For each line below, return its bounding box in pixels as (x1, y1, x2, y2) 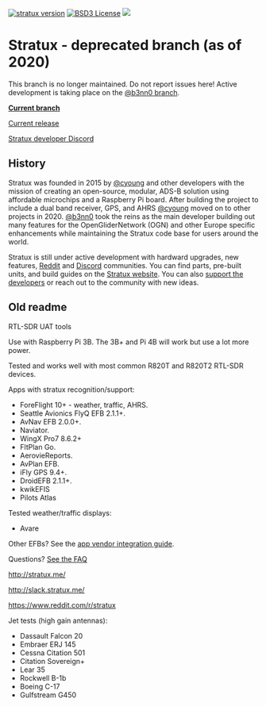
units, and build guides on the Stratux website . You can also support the (8, 269, 244, 278)
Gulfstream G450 (19, 690, 77, 700)
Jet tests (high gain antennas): (8, 616, 108, 625)
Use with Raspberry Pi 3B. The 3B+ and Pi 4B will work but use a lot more (8, 337, 249, 347)
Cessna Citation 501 (19, 647, 86, 658)
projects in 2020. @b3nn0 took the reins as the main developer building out (8, 211, 256, 221)
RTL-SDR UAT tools (8, 321, 71, 331)
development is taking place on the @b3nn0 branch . (8, 87, 180, 97)
